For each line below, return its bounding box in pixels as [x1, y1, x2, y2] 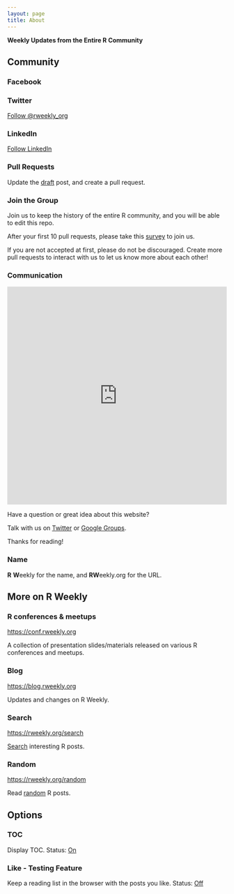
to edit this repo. [7, 219, 54, 227]
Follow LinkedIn [7, 144, 52, 153]
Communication [7, 270, 63, 280]
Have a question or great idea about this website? [7, 510, 150, 519]
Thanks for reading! [7, 538, 64, 546]
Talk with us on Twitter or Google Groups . [7, 524, 127, 532]
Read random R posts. [7, 789, 71, 797]
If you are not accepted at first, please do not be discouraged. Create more [7, 245, 223, 254]
